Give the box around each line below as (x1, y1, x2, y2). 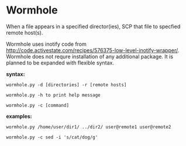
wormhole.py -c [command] (6, 102, 69, 108)
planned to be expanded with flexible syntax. (6, 59, 114, 66)
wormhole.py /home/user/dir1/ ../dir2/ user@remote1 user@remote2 (6, 124, 171, 130)
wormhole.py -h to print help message (6, 92, 101, 98)
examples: (6, 113, 32, 120)
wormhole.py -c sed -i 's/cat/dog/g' (6, 134, 98, 140)
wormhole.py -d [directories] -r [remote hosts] (6, 82, 127, 88)
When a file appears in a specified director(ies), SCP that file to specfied (6, 23, 181, 30)
